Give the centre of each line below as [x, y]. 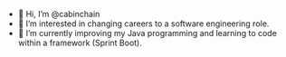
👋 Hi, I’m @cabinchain [59, 14]
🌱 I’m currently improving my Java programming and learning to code [148, 33]
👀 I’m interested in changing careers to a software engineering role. [143, 24]
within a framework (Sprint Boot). [80, 43]
